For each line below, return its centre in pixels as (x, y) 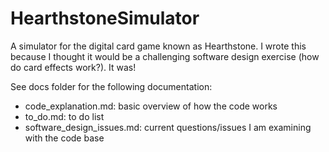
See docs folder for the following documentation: (111, 86)
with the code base (64, 138)
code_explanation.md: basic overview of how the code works (151, 106)
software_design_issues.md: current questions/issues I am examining (168, 127)
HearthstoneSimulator (105, 18)
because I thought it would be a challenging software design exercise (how (165, 56)
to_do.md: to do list (64, 116)
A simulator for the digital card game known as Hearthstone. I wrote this (158, 46)
